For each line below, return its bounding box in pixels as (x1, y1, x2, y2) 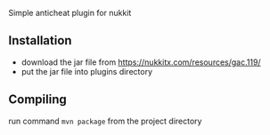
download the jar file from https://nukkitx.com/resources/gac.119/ (20, 57, 261, 67)
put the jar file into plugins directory (20, 66, 153, 76)
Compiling (8, 92, 68, 107)
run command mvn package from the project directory (8, 115, 202, 126)
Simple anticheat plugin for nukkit (8, 8, 132, 18)
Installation (8, 33, 72, 48)
